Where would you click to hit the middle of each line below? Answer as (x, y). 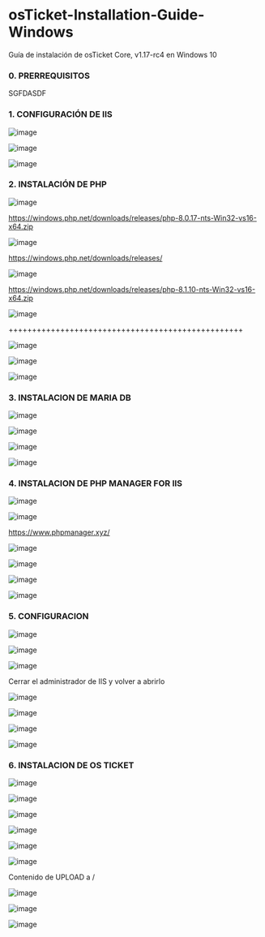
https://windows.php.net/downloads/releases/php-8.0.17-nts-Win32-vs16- (132, 217)
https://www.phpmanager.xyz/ (60, 532)
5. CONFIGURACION (49, 617)
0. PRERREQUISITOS (49, 75)
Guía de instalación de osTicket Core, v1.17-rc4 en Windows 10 (113, 54)
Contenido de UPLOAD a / (52, 877)
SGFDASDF (28, 93)
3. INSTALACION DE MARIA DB (70, 398)
